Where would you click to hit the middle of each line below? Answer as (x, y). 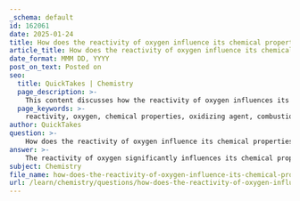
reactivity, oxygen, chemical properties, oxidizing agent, (139, 117)
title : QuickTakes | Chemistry (75, 84)
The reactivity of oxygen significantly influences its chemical (150, 158)
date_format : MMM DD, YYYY (59, 59)
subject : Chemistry (46, 166)
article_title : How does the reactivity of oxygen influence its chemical (151, 51)
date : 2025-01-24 (42, 34)
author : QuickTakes (46, 125)
